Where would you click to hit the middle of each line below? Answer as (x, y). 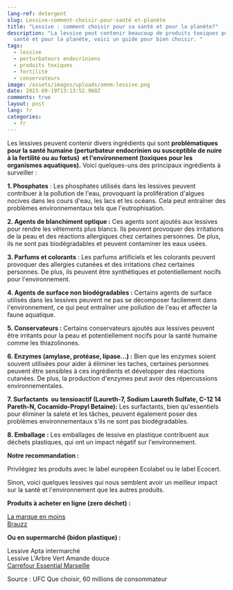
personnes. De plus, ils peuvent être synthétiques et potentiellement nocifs (114, 272)
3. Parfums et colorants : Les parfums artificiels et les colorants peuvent (111, 257)
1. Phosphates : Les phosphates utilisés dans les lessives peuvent (102, 186)
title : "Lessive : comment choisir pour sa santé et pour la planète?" (113, 26)
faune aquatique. (32, 314)
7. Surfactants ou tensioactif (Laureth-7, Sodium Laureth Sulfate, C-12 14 (114, 399)
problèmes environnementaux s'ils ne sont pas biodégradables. (98, 421)
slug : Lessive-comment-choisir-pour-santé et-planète (87, 20)
